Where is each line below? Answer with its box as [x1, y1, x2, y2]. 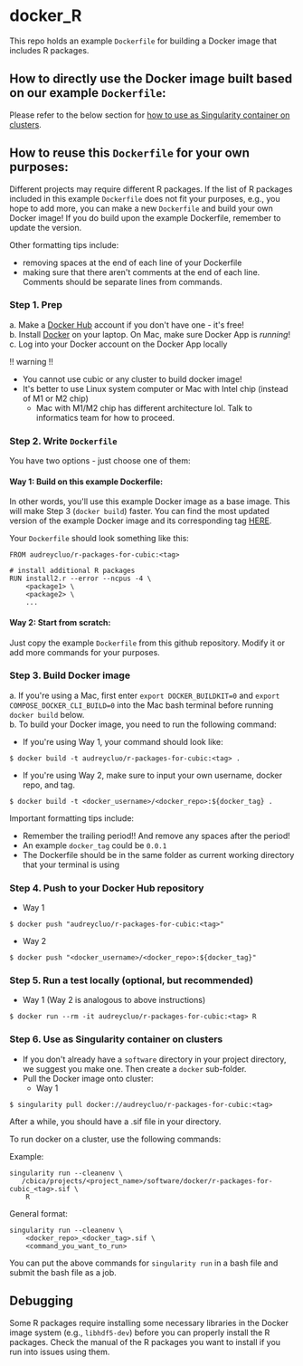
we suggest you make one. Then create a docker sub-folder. [22, 1063, 247, 1074]
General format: [9, 1208, 68, 1218]
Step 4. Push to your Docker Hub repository [9, 882, 204, 894]
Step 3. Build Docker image [9, 669, 131, 682]
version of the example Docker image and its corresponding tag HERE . [9, 515, 272, 526]
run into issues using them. [9, 1346, 110, 1357]
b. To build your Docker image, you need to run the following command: [9, 719, 278, 730]
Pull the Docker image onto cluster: [22, 1073, 154, 1084]
